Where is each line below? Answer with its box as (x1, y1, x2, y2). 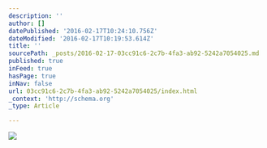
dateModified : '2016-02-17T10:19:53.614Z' (8, 34, 154, 43)
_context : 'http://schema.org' (8, 95, 114, 103)
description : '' (8, 11, 63, 20)
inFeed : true (8, 65, 53, 73)
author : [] (8, 19, 45, 27)
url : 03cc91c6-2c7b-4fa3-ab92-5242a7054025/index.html (8, 87, 198, 95)
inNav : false (8, 79, 53, 87)
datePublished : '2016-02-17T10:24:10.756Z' (8, 27, 158, 35)
